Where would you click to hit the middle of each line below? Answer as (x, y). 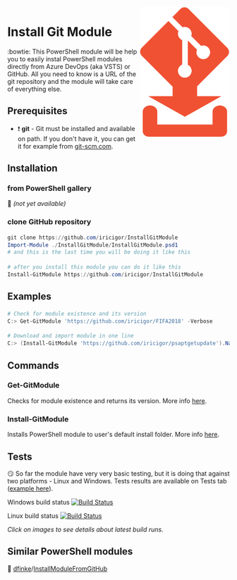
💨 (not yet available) (37, 204)
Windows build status (39, 502)
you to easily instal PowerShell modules (65, 58)
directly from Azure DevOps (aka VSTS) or (69, 66)
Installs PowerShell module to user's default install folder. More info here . (114, 434)
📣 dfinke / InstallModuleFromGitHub (57, 568)
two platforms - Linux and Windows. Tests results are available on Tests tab (117, 481)
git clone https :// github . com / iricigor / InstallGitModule (93, 237)
